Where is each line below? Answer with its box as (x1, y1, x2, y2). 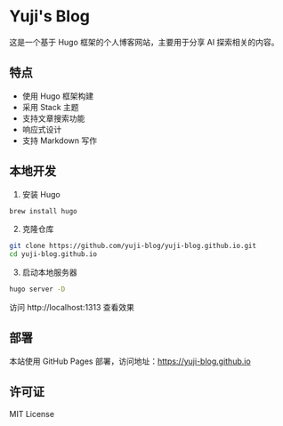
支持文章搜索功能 (21, 113, 85, 124)
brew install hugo (9, 206, 77, 215)
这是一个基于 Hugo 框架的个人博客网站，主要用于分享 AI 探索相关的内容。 (9, 36, 279, 47)
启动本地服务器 (21, 267, 77, 277)
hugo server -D (9, 285, 66, 294)
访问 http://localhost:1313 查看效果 (9, 302, 135, 313)
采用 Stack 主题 (21, 101, 79, 112)
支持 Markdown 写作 (21, 135, 98, 146)
